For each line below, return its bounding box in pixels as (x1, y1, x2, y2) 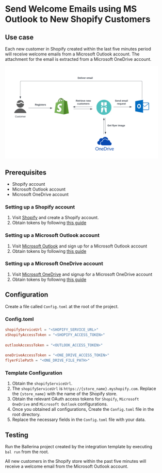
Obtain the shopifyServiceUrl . (12, 381, 73, 386)
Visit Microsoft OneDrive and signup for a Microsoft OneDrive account (12, 271, 153, 277)
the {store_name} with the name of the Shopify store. (12, 391, 118, 397)
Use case (5, 33, 34, 41)
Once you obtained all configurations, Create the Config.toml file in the (12, 406, 154, 412)
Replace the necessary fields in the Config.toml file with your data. (12, 417, 146, 422)
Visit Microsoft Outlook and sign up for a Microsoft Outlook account (12, 243, 147, 249)
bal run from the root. (5, 449, 49, 455)
